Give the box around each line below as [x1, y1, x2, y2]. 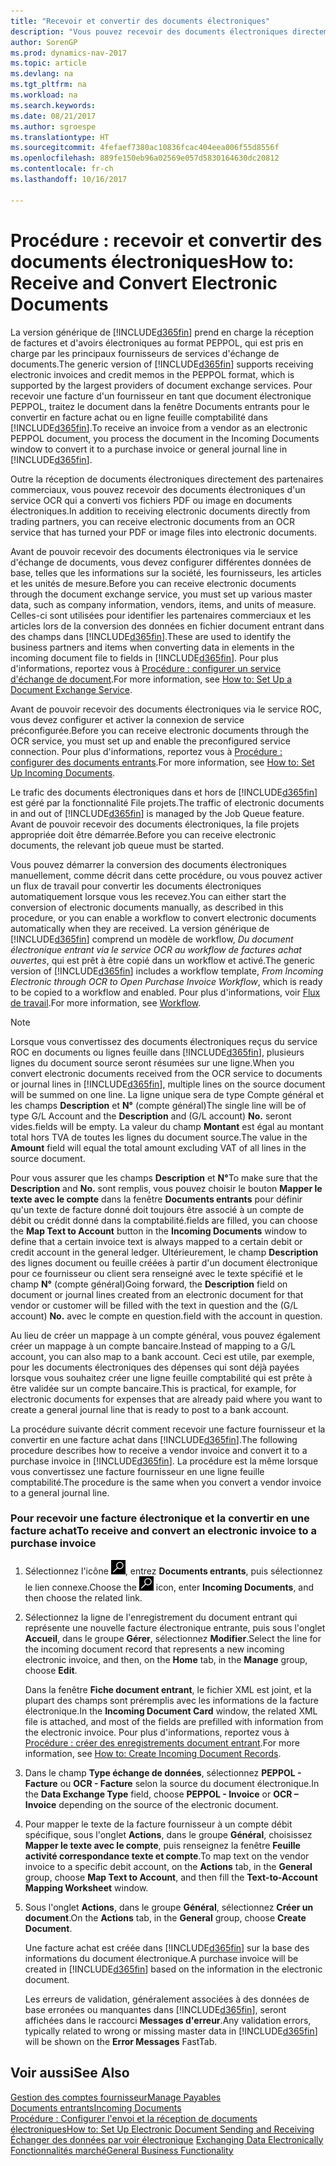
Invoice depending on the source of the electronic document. [24, 1798, 279, 1810]
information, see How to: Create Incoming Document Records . [24, 1747, 282, 1759]
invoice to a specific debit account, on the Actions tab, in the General [24, 1860, 313, 1872]
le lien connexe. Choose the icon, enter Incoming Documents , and [24, 1581, 315, 1593]
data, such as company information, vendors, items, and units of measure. [10, 598, 317, 610]
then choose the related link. [24, 1591, 143, 1604]
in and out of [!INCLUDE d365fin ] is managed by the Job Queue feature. [10, 807, 305, 819]
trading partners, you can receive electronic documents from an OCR [10, 515, 295, 527]
